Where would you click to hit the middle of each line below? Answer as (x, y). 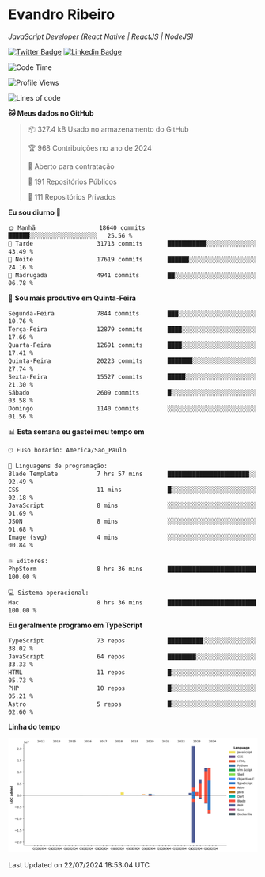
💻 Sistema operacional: (49, 593)
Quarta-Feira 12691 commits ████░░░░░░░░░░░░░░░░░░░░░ (132, 345)
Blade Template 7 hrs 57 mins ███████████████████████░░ (132, 474)
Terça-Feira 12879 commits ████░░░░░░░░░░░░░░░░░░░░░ (132, 329)
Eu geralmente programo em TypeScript (75, 625)
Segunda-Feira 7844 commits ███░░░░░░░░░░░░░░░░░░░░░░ (132, 313)
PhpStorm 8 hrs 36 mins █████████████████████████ (132, 569)
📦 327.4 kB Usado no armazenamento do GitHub (108, 129)
